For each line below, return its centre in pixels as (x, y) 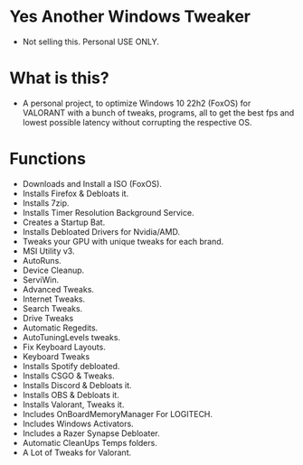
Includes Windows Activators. (78, 423)
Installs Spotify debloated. (71, 366)
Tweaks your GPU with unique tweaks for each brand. (123, 241)
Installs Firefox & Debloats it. (76, 193)
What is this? (60, 78)
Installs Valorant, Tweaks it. (73, 405)
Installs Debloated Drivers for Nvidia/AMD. (101, 231)
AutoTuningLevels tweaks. (71, 337)
